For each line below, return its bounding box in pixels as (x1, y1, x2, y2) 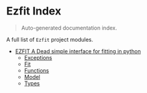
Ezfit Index (6, 4, 62, 18)
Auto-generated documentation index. (21, 24, 117, 31)
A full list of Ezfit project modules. (6, 36, 94, 43)
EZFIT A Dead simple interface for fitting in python (15, 47, 141, 55)
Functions (24, 66, 49, 74)
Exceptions (24, 54, 53, 61)
